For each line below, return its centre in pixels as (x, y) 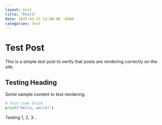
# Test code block (24, 103)
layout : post (19, 10)
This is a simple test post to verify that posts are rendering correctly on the (81, 62)
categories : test (23, 23)
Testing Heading (31, 82)
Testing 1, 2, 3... (21, 117)
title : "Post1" (21, 14)
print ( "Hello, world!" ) (30, 108)
